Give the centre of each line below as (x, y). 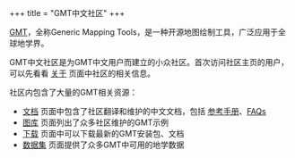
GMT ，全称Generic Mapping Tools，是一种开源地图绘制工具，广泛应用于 (144, 32)
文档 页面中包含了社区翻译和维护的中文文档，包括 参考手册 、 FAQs (144, 111)
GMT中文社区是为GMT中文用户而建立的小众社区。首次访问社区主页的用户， (149, 62)
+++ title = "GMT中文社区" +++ (67, 13)
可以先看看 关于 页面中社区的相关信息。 (82, 73)
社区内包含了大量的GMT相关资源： (74, 92)
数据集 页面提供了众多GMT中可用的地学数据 (103, 145)
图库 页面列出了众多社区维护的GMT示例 (95, 122)
